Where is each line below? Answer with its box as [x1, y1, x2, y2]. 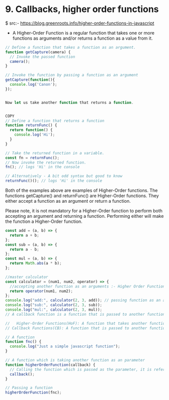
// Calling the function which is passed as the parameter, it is [10, 367, 152, 372]
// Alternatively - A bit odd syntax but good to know [5, 174, 123, 179]
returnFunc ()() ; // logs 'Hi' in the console [5, 178, 102, 184]
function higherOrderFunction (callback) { [5, 362, 96, 367]
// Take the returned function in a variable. [5, 151, 105, 156]
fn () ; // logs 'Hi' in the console [5, 165, 80, 170]
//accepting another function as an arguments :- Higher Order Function [10, 284, 165, 289]
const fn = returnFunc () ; [5, 155, 59, 160]
